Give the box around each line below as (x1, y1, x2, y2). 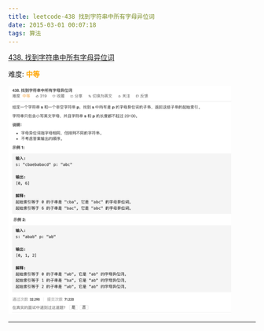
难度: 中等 (8, 69, 40, 79)
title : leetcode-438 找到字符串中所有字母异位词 (8, 13, 155, 20)
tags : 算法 (8, 29, 42, 37)
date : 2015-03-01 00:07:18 (8, 20, 97, 29)
